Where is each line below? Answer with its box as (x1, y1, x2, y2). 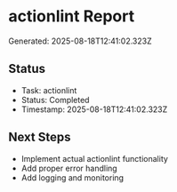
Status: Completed (20, 94, 90, 105)
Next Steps (8, 130, 71, 145)
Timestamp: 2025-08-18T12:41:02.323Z (20, 104, 168, 115)
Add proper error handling (20, 163, 117, 173)
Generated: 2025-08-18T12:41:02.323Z (8, 36, 152, 46)
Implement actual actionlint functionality (20, 153, 168, 164)
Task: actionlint (20, 84, 77, 95)
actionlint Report (8, 6, 135, 27)
